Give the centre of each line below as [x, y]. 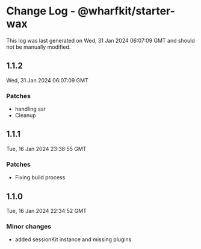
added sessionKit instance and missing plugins [73, 239]
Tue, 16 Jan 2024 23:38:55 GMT [46, 149]
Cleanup [25, 115]
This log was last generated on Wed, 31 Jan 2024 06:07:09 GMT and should [101, 40]
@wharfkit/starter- [126, 11]
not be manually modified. [39, 47]
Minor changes [29, 226]
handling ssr [30, 109]
